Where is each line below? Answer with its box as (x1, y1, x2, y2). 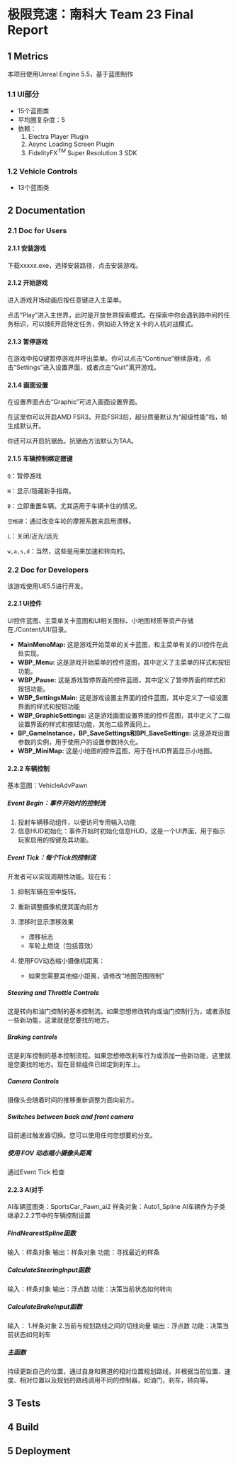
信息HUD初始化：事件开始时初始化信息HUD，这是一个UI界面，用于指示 (17, 827, 225, 835)
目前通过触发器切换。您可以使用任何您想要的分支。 (7, 1131, 157, 1139)
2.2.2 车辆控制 (7, 764, 50, 772)
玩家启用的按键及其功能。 (17, 835, 93, 844)
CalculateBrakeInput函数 (7, 1302, 83, 1311)
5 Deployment (7, 1445, 71, 1457)
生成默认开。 (7, 422, 45, 430)
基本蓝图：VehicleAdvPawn (7, 781, 88, 790)
